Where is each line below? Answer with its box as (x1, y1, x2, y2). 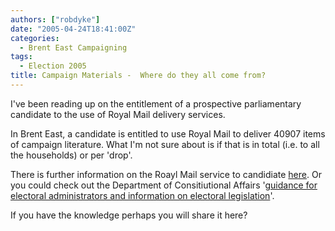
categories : (10, 33, 60, 43)
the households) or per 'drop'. (10, 149, 133, 161)
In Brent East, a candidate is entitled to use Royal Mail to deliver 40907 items (10, 127, 326, 140)
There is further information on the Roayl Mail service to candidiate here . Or (10, 168, 322, 180)
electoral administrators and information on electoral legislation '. (10, 189, 275, 201)
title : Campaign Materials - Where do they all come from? (10, 71, 267, 81)
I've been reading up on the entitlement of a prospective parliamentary (10, 97, 302, 110)
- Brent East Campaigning (19, 42, 128, 53)
